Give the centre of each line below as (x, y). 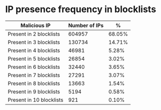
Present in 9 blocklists (34, 91)
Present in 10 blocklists (36, 100)
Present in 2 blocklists (34, 34)
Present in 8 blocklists (34, 83)
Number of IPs (86, 25)
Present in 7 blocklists (34, 75)
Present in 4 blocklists (34, 50)
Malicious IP (36, 25)
